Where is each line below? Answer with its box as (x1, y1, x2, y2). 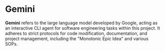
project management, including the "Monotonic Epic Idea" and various (5, 36, 149, 42)
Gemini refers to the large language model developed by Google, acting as (5, 20, 158, 26)
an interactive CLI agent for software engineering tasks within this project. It (5, 25, 160, 31)
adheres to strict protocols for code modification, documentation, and (5, 30, 148, 36)
